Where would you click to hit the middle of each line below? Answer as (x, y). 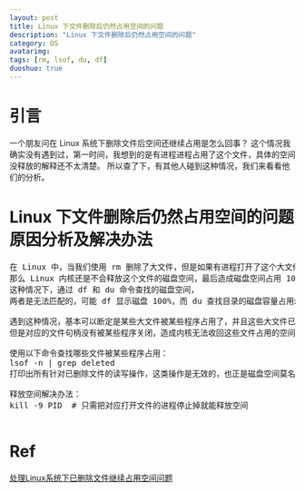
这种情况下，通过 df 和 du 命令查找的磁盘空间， (104, 290)
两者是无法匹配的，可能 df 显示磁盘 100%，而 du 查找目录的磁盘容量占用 (152, 301)
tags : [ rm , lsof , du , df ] (58, 60)
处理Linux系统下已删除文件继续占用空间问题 (91, 477)
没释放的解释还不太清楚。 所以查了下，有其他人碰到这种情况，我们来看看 (146, 165)
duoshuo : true (36, 69)
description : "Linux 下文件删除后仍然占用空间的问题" (103, 34)
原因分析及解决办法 (81, 240)
